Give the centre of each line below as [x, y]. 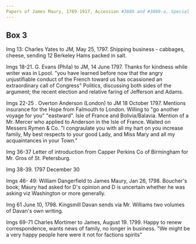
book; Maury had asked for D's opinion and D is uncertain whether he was [96, 187]
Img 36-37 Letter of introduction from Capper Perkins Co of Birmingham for [97, 152]
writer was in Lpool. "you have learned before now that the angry [85, 73]
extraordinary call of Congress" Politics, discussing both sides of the [89, 86]
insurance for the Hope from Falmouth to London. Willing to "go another [93, 110]
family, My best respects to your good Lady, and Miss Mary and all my [91, 134]
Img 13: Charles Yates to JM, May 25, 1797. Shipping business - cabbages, [96, 49]
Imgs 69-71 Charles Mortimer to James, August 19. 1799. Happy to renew [94, 222]
